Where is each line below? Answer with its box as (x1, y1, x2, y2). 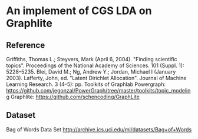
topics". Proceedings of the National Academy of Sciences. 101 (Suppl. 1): (6, 62, 184, 69)
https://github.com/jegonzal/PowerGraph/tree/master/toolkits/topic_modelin (6, 87, 191, 94)
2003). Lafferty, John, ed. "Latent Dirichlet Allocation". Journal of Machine (6, 75, 187, 81)
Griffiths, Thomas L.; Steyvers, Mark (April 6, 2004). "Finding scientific (6, 56, 178, 62)
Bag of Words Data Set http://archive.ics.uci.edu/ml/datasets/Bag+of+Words (6, 125, 192, 133)
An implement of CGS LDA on (6, 4, 152, 18)
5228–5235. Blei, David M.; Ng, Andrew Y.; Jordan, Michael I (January (6, 68, 176, 75)
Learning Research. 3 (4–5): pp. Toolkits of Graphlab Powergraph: (6, 81, 166, 88)
